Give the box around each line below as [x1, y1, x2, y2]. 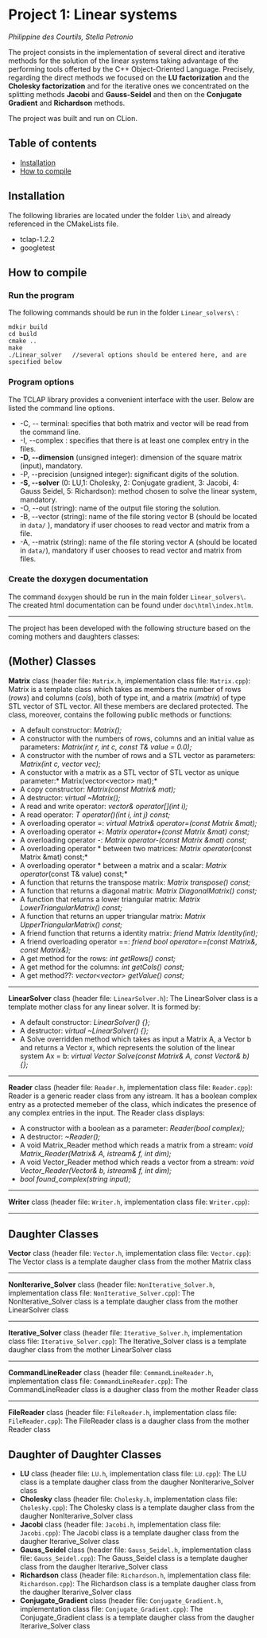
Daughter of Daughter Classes [8, 1448, 162, 1461]
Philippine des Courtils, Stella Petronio [8, 32, 133, 41]
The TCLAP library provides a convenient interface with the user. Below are [8, 394, 254, 404]
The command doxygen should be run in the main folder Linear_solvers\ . [8, 592, 246, 601]
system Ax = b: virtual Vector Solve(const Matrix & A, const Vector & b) [19, 1051, 250, 1061]
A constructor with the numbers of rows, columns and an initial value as [19, 733, 255, 743]
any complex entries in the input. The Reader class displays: [8, 1108, 205, 1117]
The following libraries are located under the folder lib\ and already [8, 210, 231, 220]
